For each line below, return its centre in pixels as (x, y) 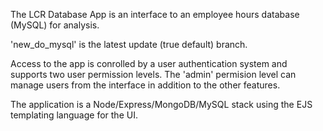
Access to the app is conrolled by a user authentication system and (149, 63)
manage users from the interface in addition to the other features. (145, 85)
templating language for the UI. (74, 115)
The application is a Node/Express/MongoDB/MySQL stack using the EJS (161, 104)
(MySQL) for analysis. (55, 25)
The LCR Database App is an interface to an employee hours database (155, 14)
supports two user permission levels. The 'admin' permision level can (153, 74)
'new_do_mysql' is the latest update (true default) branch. (129, 44)
